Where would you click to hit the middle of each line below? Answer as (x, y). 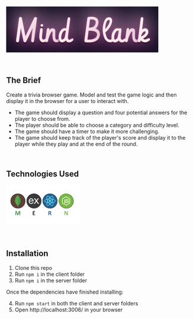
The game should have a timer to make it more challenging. (87, 131)
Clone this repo (33, 268)
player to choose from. (42, 118)
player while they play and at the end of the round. (76, 144)
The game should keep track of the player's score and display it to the (100, 137)
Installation (27, 254)
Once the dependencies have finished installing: (65, 292)
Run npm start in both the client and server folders (76, 303)
